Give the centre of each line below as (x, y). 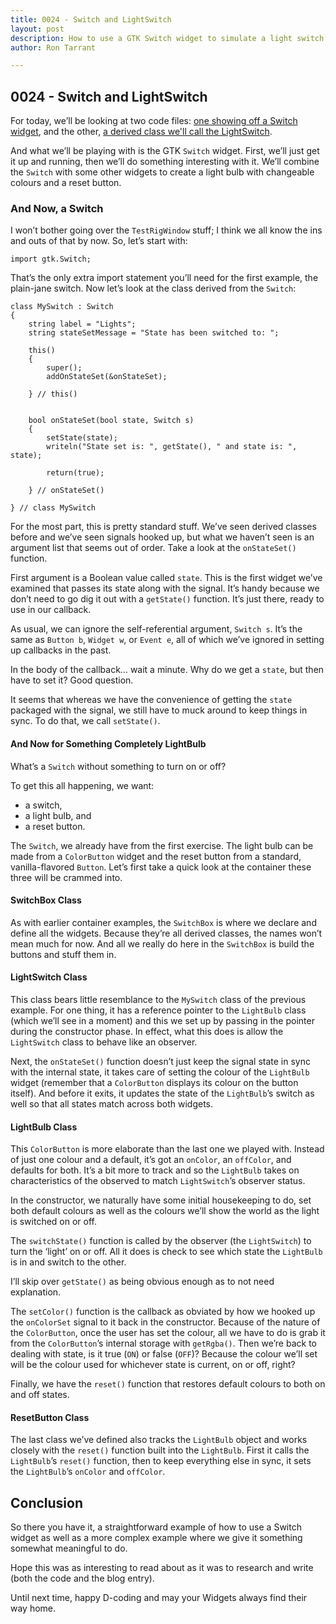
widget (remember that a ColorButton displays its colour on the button (154, 1082)
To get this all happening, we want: (82, 785)
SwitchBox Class (46, 900)
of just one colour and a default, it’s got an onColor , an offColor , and (151, 1160)
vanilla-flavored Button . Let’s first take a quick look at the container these (161, 867)
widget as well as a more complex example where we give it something (156, 1538)
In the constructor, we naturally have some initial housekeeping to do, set (161, 1200)
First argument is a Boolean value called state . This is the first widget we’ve (166, 578)
